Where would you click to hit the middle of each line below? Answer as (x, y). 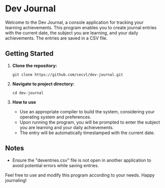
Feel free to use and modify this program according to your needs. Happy (80, 175)
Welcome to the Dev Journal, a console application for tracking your (75, 22)
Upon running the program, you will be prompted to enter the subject (90, 122)
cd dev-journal (28, 93)
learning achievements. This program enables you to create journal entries (81, 27)
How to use (24, 102)
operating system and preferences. (55, 117)
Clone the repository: (35, 65)
